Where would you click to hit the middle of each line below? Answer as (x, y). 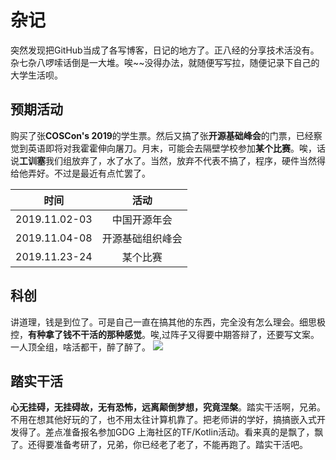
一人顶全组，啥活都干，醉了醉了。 (80, 347)
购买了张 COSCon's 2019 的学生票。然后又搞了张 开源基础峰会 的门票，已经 (162, 135)
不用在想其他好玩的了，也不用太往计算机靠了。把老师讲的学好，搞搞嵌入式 (163, 420)
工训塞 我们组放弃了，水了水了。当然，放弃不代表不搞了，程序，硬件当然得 (172, 160)
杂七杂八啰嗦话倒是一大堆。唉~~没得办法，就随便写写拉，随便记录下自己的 (165, 62)
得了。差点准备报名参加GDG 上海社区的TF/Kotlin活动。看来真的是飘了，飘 (171, 432)
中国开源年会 (142, 219)
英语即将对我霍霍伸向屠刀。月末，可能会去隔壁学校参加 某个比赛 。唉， (172, 148)
